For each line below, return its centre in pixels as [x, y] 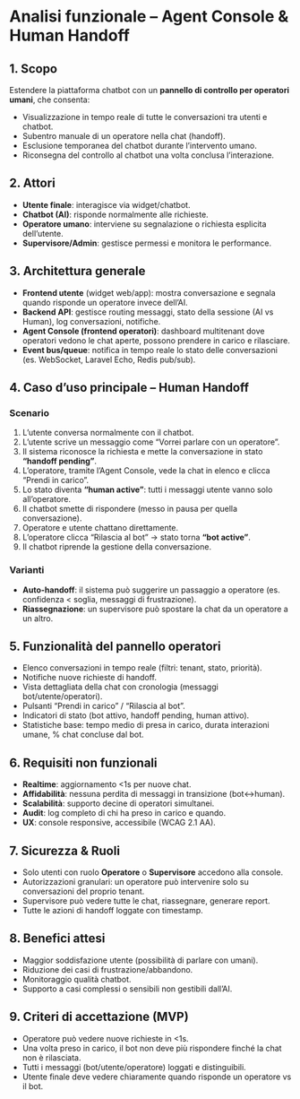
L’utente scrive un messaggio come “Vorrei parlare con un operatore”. [151, 442]
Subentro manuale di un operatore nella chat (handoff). [124, 136]
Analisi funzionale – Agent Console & [149, 17]
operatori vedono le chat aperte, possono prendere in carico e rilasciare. [156, 340]
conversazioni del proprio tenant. [83, 891]
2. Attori [32, 183]
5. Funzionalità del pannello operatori [115, 646]
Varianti [27, 570]
